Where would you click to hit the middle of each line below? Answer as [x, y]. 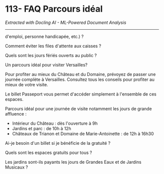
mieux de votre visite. [27, 84]
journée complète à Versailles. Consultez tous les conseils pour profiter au [80, 79]
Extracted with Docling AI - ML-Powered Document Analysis [66, 22]
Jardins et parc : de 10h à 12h [42, 128]
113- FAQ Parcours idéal [54, 9]
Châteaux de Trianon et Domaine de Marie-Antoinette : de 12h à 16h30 [83, 134]
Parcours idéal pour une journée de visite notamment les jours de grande [79, 109]
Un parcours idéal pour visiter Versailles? [46, 65]
